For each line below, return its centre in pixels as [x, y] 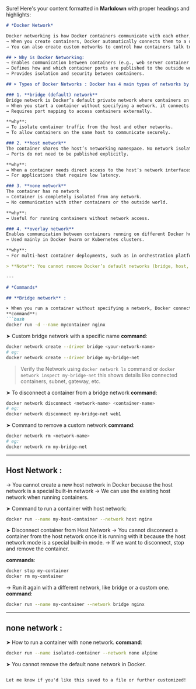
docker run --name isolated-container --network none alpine [82, 653]
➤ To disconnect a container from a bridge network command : [82, 392]
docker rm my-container [35, 576]
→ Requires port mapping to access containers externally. [79, 111]
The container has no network [43, 192]
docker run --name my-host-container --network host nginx [79, 519]
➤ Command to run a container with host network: [66, 508]
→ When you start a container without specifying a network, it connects [98, 106]
